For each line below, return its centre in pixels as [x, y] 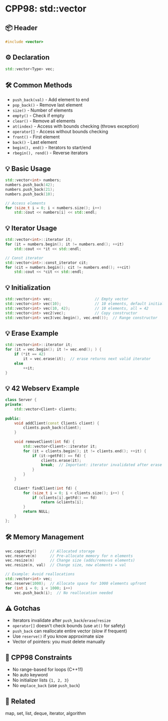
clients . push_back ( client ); [52, 428]
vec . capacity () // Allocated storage [50, 551]
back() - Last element [35, 142]
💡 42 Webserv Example [42, 388]
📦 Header [21, 28]
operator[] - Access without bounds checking [60, 132]
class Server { [21, 400]
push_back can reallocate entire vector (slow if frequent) [70, 631]
